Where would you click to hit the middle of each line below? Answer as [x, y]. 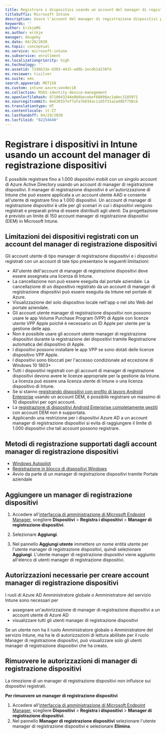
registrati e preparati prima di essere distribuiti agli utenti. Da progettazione [82, 210]
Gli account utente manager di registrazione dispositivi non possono [82, 313]
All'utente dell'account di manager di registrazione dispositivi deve [80, 271]
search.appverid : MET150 [31, 83]
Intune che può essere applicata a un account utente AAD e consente [76, 195]
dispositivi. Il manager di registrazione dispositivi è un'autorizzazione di [78, 189]
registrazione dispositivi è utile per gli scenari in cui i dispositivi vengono [79, 205]
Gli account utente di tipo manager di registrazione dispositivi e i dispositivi [82, 256]
